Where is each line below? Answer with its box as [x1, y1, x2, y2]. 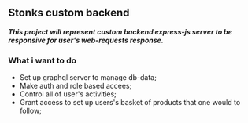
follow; [19, 106, 42, 116]
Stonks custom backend [8, 6, 130, 20]
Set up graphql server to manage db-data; [19, 73, 157, 82]
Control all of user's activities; [19, 89, 117, 99]
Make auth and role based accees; [19, 81, 132, 91]
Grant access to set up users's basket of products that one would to [19, 98, 241, 107]
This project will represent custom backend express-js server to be [8, 27, 232, 36]
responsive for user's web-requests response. [8, 35, 164, 45]
